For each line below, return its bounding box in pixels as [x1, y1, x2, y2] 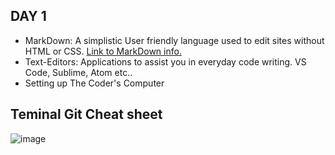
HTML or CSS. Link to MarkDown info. [24, 45, 182, 57]
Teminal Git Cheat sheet [10, 106, 163, 123]
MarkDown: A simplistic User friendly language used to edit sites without [24, 34, 325, 46]
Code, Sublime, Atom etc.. [24, 66, 133, 78]
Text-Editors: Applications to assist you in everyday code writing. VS [24, 55, 307, 68]
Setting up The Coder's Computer [24, 77, 165, 89]
